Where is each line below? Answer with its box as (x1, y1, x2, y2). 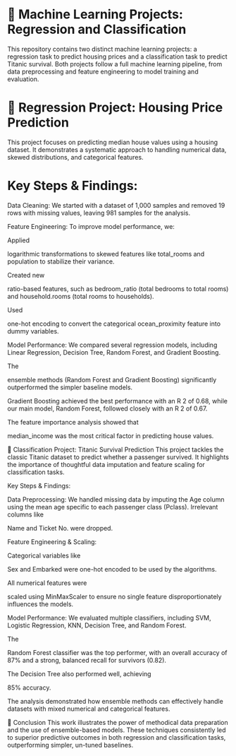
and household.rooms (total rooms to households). (7, 292, 154, 300)
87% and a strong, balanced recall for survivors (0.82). (7, 656, 167, 664)
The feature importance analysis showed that (7, 418, 139, 426)
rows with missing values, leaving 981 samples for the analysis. (7, 208, 191, 217)
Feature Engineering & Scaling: (7, 537, 97, 546)
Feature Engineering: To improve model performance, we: (7, 222, 175, 230)
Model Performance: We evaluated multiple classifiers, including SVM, (7, 613, 211, 622)
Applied (7, 236, 30, 244)
